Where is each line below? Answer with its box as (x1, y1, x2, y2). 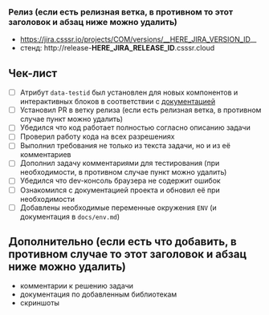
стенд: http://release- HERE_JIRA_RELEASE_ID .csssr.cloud (19, 43, 215, 53)
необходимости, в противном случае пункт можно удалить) (19, 168, 227, 177)
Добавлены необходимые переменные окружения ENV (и (19, 203, 217, 212)
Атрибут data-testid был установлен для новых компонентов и (19, 87, 238, 98)
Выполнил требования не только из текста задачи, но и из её (19, 141, 231, 151)
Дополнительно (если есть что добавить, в (8, 235, 237, 248)
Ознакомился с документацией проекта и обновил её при (19, 185, 221, 195)
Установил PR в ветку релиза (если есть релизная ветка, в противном (19, 105, 262, 115)
